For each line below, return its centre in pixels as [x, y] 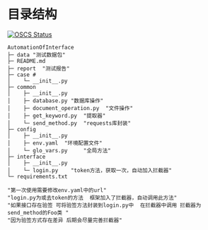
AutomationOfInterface [41, 47]
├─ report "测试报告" [39, 68]
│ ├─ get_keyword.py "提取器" [57, 116]
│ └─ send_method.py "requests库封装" [69, 123]
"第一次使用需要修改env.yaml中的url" [57, 190]
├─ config [22, 129]
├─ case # [22, 75]
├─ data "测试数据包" [36, 55]
